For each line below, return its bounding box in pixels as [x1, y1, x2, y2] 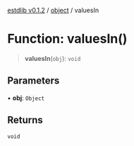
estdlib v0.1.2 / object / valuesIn [7, 6, 99, 14]
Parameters [7, 74, 60, 87]
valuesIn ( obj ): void [24, 54, 81, 62]
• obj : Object [7, 94, 44, 102]
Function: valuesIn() [7, 31, 128, 47]
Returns [7, 114, 44, 126]
